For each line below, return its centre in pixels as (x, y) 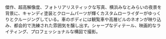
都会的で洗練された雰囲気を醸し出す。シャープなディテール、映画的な (85, 25)
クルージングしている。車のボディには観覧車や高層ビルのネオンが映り (85, 19)
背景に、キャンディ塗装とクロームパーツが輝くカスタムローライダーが (77, 13)
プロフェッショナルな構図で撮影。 (65, 31)
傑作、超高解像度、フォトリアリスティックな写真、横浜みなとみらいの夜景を (83, 7)
